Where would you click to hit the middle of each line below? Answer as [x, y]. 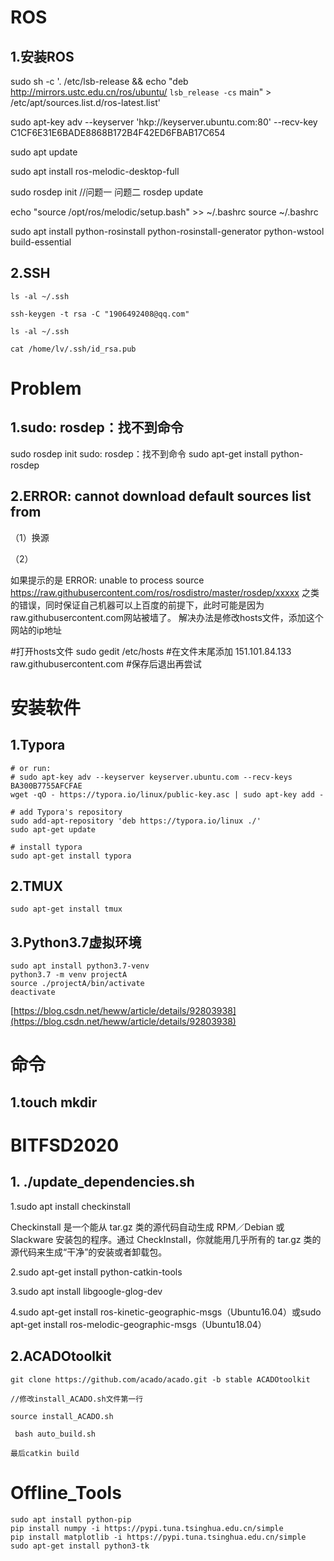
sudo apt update [44, 152]
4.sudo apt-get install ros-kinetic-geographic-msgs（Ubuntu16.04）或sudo [166, 1312]
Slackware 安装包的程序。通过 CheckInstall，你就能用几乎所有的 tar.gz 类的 [166, 1239]
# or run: [31, 768]
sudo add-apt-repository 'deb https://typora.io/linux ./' [136, 821]
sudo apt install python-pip [71, 1519]
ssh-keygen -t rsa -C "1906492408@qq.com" [100, 314]
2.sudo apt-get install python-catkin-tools [96, 1272]
